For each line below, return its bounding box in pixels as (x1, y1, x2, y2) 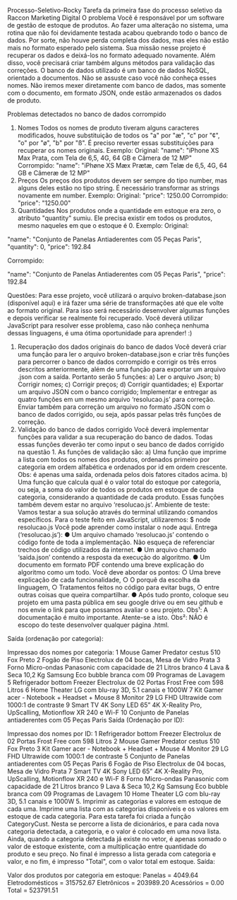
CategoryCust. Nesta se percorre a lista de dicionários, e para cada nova (7, 820, 219, 828)
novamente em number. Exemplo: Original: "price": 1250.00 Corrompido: (17, 191, 229, 200)
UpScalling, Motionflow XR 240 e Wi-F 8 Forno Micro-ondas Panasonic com (7, 775, 229, 783)
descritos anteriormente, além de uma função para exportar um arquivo (17, 365, 226, 374)
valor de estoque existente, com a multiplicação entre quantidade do (7, 842, 207, 850)
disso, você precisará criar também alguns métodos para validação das (7, 59, 215, 67)
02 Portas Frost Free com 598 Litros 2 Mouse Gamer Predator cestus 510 (7, 737, 220, 745)
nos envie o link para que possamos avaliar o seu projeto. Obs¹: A (17, 606, 208, 614)
